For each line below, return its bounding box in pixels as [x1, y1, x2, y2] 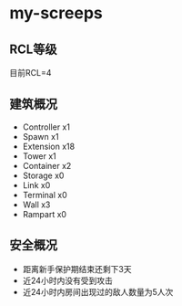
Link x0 [22, 179, 51, 190]
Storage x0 [22, 170, 65, 181]
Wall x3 [22, 199, 51, 210]
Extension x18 [22, 141, 76, 152]
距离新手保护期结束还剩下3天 [22, 263, 132, 274]
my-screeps [9, 3, 103, 24]
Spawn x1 [22, 131, 59, 142]
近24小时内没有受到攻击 [22, 275, 114, 286]
